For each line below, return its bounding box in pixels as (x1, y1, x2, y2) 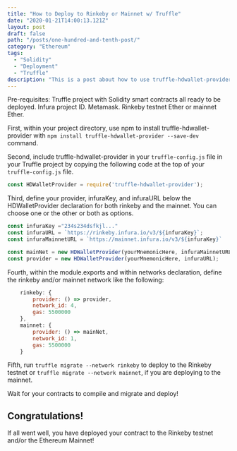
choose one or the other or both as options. (7, 209, 134, 217)
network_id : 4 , (32, 302, 78, 309)
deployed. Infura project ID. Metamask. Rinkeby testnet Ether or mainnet (7, 103, 217, 112)
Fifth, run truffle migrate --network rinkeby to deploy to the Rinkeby (7, 361, 212, 369)
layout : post (7, 23, 46, 30)
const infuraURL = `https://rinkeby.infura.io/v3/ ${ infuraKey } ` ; (7, 229, 203, 236)
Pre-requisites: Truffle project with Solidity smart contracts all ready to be (7, 95, 221, 104)
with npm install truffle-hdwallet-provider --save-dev (32, 131, 200, 140)
